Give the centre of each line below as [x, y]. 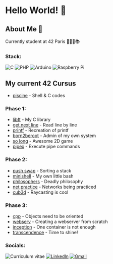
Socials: [15, 245]
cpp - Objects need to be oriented [48, 216]
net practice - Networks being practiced [54, 187]
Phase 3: [16, 205]
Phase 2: [16, 160]
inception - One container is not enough [54, 227]
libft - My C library [32, 120]
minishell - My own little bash [43, 176]
